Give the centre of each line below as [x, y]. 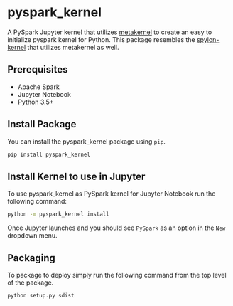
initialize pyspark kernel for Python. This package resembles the [101, 39]
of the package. [31, 283]
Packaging [31, 258]
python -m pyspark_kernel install [59, 214]
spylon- [208, 39]
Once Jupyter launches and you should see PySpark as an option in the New [116, 228]
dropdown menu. [32, 236]
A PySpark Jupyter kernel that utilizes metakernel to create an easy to [110, 32]
